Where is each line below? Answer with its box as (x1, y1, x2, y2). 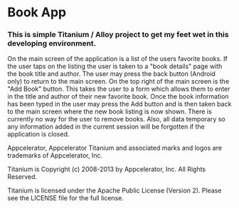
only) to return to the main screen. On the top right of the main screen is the (7, 77, 230, 86)
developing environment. (7, 38, 97, 48)
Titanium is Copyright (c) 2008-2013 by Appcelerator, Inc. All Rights (7, 165, 206, 174)
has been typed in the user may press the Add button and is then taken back (7, 100, 232, 109)
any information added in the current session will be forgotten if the (7, 122, 205, 131)
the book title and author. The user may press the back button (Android (7, 70, 216, 78)
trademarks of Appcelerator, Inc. (7, 151, 103, 160)
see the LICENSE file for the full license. (7, 194, 124, 202)
